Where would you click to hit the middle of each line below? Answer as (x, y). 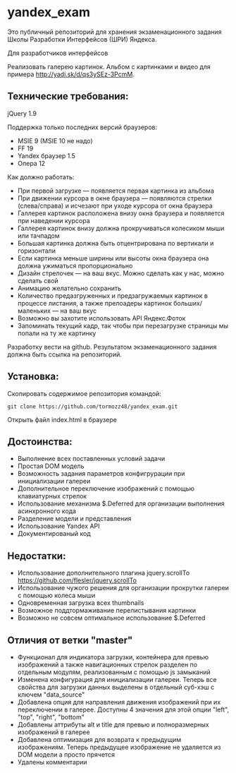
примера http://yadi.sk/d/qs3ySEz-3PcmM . (71, 74)
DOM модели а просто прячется (66, 755)
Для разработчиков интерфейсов (58, 53)
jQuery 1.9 (22, 113)
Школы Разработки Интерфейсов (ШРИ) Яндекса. (82, 39)
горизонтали (37, 251)
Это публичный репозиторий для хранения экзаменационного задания (114, 32)
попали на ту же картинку (57, 333)
